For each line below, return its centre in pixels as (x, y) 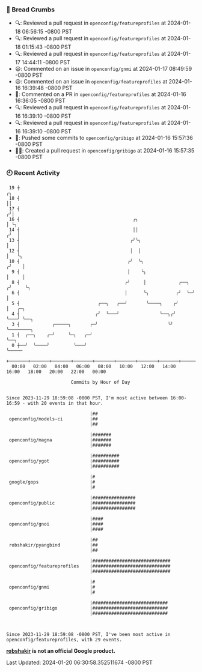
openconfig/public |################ (72, 503)
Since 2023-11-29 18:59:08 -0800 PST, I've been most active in (88, 634)
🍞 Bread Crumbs (31, 10)
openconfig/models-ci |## (53, 419)
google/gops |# (52, 482)
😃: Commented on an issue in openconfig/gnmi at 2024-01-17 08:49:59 (103, 69)
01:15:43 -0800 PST (47, 47)
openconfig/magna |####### (60, 440)
